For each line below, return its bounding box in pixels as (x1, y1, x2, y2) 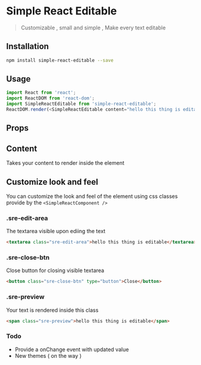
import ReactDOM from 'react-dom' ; (6, 95, 95, 101)
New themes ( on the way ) (14, 352, 82, 359)
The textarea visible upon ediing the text (6, 228, 106, 235)
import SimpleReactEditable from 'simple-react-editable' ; (6, 101, 157, 107)
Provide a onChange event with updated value (14, 346, 129, 353)
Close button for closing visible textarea (6, 267, 105, 274)
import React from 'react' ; (6, 90, 77, 96)
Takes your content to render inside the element (6, 159, 124, 167)
